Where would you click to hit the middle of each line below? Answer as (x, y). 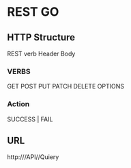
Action (18, 104)
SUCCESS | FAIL (30, 119)
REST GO (33, 12)
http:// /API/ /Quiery (33, 157)
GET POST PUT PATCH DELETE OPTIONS (66, 86)
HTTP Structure (41, 37)
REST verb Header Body (41, 53)
